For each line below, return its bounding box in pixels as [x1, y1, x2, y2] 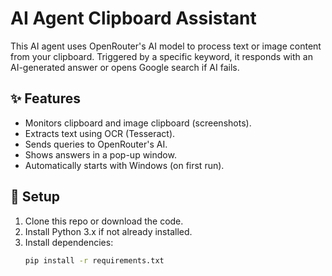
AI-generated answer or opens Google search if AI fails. [10, 61, 240, 73]
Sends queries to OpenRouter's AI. [24, 138, 168, 150]
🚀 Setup [10, 188, 61, 206]
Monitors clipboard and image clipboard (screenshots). [24, 117, 252, 129]
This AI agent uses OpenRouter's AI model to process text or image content [10, 40, 322, 52]
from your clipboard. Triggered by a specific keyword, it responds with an [10, 50, 313, 62]
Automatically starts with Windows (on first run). [24, 159, 225, 171]
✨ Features [10, 90, 81, 107]
